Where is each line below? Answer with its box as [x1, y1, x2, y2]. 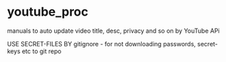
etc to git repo [21, 47, 62, 55]
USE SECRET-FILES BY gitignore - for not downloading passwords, [7, 40, 197, 48]
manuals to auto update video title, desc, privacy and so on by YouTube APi [7, 27, 221, 35]
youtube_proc [7, 4, 89, 20]
